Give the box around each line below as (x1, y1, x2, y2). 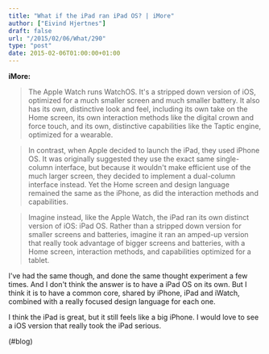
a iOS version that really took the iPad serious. (8, 321, 162, 331)
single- (216, 154, 240, 164)
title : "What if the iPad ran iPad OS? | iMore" (8, 11, 175, 20)
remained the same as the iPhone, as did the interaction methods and (27, 189, 259, 198)
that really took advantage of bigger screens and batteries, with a (27, 239, 246, 248)
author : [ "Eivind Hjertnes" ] (8, 19, 106, 27)
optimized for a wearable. (27, 130, 114, 140)
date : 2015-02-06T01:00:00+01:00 (8, 49, 121, 57)
